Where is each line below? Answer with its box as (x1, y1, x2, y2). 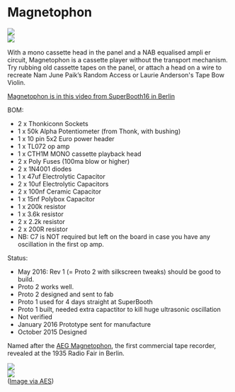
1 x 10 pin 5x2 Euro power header (17, 134, 115, 142)
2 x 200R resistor (17, 225, 69, 233)
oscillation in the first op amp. (17, 240, 105, 248)
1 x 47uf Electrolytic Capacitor (17, 172, 105, 181)
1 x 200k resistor (17, 202, 67, 211)
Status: (7, 253, 28, 262)
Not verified (17, 313, 53, 321)
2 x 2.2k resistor (17, 217, 66, 225)
